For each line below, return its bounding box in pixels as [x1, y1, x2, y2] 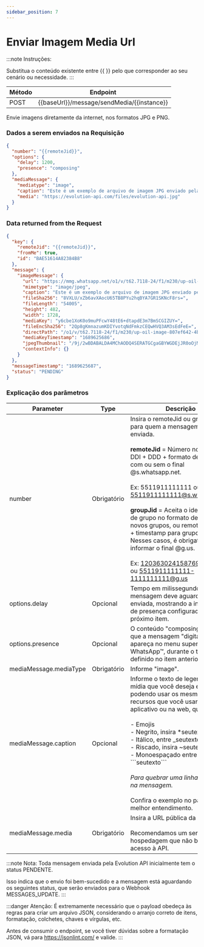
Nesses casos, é [130, 536, 177, 545]
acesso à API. [130, 844, 169, 852]
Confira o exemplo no [130, 796, 192, 804]
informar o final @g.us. [130, 543, 195, 552]
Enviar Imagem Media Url [6, 35, 135, 49]
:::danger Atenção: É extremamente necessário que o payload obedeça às [6, 902, 192, 909]
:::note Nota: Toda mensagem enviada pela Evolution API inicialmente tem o [6, 859, 195, 867]
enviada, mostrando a [130, 599, 192, 608]
